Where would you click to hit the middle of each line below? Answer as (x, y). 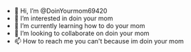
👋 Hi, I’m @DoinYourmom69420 (61, 11)
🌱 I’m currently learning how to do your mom (79, 26)
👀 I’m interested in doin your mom (63, 18)
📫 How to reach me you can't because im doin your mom (99, 41)
